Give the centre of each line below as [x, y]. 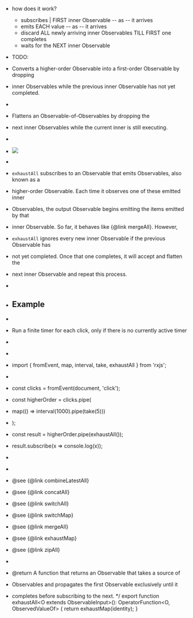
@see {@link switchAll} [40, 504]
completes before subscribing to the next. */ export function [85, 596]
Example [28, 304]
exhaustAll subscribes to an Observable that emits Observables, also [97, 173]
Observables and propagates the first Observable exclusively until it [95, 584]
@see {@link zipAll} [36, 549]
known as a [26, 179]
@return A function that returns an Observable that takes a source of [96, 573]
